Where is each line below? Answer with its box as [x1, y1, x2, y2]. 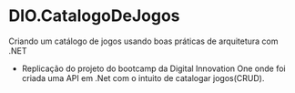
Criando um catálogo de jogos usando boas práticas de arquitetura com [8, 36, 279, 46]
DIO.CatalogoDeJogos [8, 5, 180, 26]
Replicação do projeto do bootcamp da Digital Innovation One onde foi [21, 63, 286, 74]
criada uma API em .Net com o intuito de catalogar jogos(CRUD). [21, 72, 265, 83]
